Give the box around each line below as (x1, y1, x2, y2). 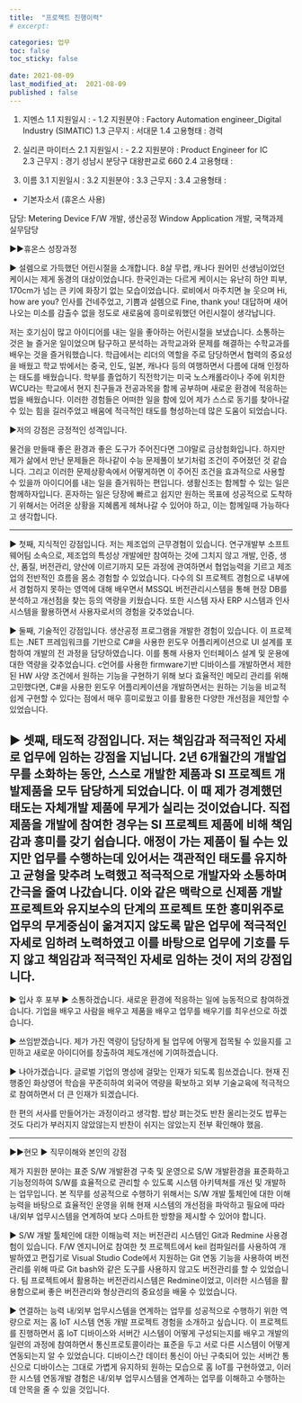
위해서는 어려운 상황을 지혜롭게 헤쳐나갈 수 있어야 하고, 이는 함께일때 (18, 499, 259, 510)
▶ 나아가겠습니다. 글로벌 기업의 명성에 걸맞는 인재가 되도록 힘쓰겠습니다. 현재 (9, 1066, 280, 1077)
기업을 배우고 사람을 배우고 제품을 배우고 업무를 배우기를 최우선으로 (35, 1005, 271, 1017)
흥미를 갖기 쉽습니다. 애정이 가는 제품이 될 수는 (33, 834, 275, 850)
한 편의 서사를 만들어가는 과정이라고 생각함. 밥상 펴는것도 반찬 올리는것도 (9, 1108, 263, 1119)
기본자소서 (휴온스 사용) (22, 193, 106, 204)
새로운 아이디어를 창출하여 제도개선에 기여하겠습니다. (32, 1048, 218, 1058)
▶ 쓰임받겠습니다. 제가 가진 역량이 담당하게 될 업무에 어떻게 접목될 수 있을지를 (9, 1036, 283, 1047)
